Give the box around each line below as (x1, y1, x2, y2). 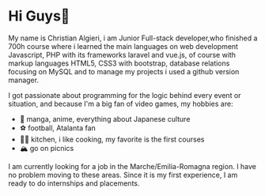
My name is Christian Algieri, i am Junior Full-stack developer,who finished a (8, 33, 258, 43)
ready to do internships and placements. (8, 178, 140, 188)
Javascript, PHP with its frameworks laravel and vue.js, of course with (8, 50, 236, 59)
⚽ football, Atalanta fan (19, 122, 97, 133)
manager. (8, 75, 40, 85)
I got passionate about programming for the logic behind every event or (8, 90, 241, 100)
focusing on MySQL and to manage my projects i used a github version (8, 66, 240, 76)
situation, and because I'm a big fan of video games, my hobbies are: (8, 99, 233, 108)
